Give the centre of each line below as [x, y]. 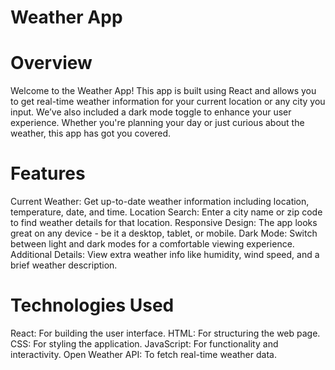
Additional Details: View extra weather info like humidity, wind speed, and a [165, 255]
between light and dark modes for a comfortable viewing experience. [152, 244]
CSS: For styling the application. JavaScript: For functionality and [144, 344]
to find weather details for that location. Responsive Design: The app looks [164, 223]
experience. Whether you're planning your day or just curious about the [157, 123]
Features [48, 173]
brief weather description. [64, 265]
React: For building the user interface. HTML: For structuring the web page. [165, 333]
